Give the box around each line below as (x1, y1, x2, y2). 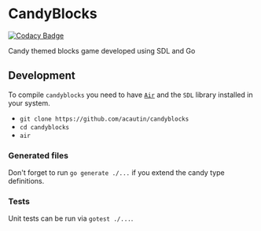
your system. (8, 98, 51, 107)
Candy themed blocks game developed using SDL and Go (8, 46, 196, 55)
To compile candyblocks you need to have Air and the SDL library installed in (8, 90, 253, 99)
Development (8, 69, 76, 83)
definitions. (8, 177, 45, 186)
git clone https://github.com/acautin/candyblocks (19, 115, 189, 123)
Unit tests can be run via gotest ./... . (8, 214, 134, 223)
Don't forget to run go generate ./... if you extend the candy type (8, 168, 226, 177)
